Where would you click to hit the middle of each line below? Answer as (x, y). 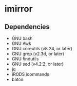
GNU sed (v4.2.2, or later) (38, 64)
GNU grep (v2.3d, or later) (38, 54)
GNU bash (22, 38)
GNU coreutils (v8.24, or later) (42, 49)
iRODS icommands (30, 74)
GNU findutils (25, 59)
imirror (19, 9)
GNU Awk (21, 43)
